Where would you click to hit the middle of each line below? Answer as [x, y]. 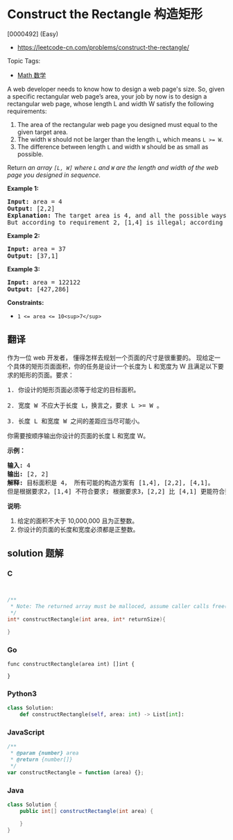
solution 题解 [35, 554]
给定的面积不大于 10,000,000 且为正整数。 [78, 521]
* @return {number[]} [41, 760]
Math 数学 [32, 75]
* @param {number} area [44, 753]
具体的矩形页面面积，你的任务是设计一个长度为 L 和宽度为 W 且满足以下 [115, 366]
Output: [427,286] [38, 289]
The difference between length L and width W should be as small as [113, 146]
